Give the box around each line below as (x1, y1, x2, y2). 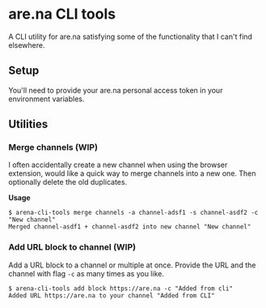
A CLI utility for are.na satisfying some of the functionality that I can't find (8, 32, 253, 41)
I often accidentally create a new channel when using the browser (8, 160, 228, 170)
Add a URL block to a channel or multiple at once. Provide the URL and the (8, 260, 256, 270)
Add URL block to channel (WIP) (8, 242, 136, 253)
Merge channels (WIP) (8, 142, 99, 153)
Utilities (8, 118, 49, 131)
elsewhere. (8, 40, 45, 49)
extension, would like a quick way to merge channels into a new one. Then (8, 169, 256, 178)
